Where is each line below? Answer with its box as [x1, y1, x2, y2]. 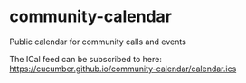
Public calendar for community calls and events [9, 36, 187, 47]
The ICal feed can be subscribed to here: [9, 53, 163, 64]
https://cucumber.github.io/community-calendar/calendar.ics [9, 63, 237, 74]
